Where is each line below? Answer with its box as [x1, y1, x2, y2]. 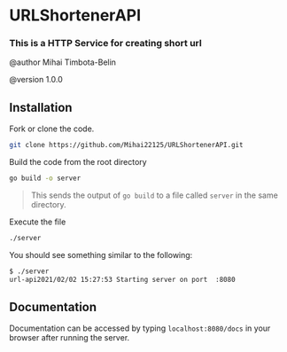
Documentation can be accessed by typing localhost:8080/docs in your [9, 323, 271, 333]
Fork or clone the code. [9, 123, 95, 134]
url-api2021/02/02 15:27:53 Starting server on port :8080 [9, 275, 237, 284]
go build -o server [9, 174, 81, 183]
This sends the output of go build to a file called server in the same [30, 190, 279, 200]
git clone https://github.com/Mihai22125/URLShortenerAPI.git [9, 141, 244, 150]
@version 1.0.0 [9, 74, 64, 85]
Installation [9, 99, 73, 115]
